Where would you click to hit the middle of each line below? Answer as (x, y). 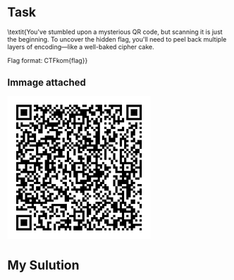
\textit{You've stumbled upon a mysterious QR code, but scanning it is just (115, 32)
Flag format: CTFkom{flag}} (48, 60)
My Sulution (43, 265)
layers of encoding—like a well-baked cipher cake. (81, 47)
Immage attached (47, 83)
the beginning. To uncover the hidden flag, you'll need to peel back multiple (117, 39)
